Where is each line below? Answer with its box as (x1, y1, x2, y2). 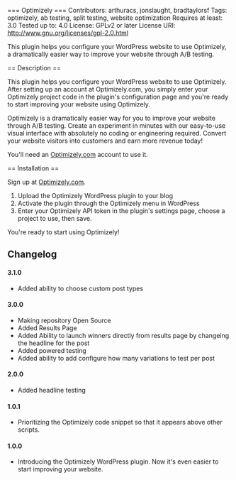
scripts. (17, 425, 40, 434)
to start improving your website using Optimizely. (7, 100, 151, 109)
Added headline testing (17, 386, 86, 394)
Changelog (7, 249, 57, 261)
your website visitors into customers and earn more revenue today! (7, 136, 203, 145)
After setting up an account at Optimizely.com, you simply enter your (7, 85, 208, 93)
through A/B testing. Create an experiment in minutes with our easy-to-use (7, 121, 226, 130)
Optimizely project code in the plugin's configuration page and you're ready (7, 92, 229, 101)
